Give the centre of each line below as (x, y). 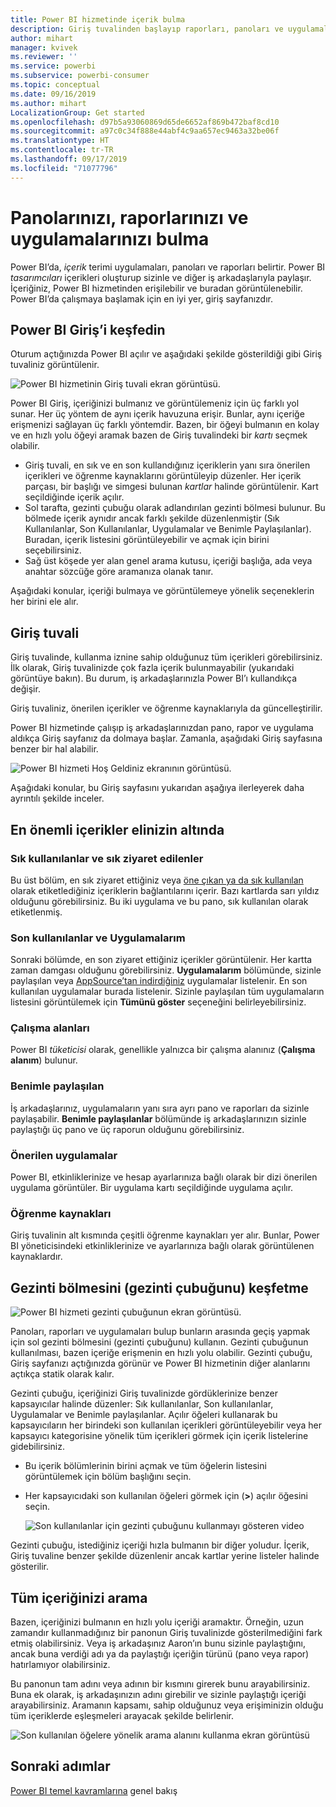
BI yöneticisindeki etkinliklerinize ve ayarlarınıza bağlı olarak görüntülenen (162, 1246)
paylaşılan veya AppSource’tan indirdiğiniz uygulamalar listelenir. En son (159, 981)
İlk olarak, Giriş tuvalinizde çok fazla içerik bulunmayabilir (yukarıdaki (152, 668)
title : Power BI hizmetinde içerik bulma (98, 19)
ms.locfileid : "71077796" (64, 168)
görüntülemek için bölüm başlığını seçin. (108, 1477)
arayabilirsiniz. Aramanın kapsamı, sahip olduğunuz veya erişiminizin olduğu (167, 1705)
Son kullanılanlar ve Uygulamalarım (98, 938)
